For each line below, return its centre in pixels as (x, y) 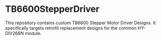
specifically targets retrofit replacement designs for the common (71, 28)
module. (33, 33)
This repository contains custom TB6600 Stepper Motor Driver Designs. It (80, 23)
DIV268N (14, 33)
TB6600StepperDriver (52, 9)
